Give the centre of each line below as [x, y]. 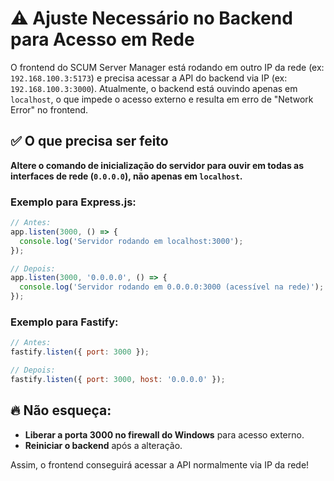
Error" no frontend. [49, 109]
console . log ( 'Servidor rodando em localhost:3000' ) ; [131, 241]
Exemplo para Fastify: [64, 322]
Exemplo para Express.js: [73, 202]
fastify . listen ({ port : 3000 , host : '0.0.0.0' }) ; [118, 379]
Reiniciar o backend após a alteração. [103, 445]
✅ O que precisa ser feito [89, 141]
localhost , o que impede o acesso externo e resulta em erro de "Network [162, 99]
